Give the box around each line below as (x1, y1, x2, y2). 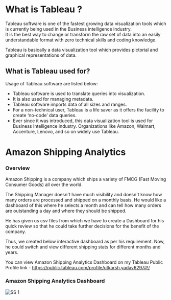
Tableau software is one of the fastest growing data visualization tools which (5, 20, 166, 27)
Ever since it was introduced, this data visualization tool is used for (12, 118, 153, 124)
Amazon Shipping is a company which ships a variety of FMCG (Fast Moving (5, 176, 166, 182)
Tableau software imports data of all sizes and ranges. (12, 101, 127, 107)
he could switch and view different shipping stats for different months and (5, 244, 161, 250)
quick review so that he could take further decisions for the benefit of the (5, 223, 159, 229)
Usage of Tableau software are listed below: (5, 80, 98, 86)
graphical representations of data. (5, 52, 77, 58)
